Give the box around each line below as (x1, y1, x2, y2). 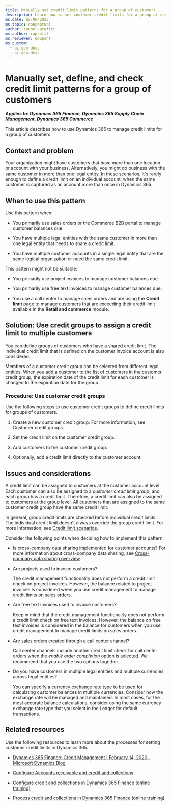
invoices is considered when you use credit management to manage (12, 586, 156, 592)
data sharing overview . (33, 555, 81, 561)
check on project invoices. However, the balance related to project (12, 580, 152, 587)
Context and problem (5, 146, 74, 155)
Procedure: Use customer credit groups (5, 392, 105, 399)
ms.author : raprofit (5, 31, 49, 36)
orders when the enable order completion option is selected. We (12, 653, 148, 659)
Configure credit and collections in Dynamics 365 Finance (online (12, 779, 150, 786)
